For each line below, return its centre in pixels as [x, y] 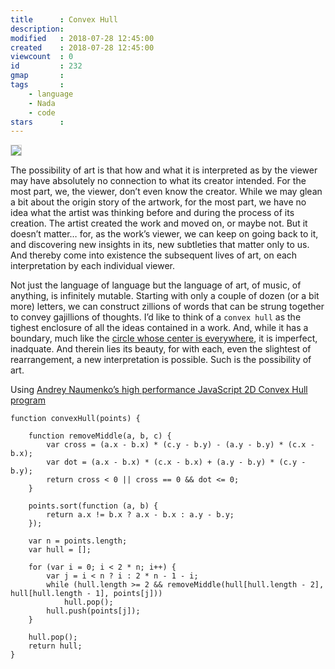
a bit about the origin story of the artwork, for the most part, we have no [158, 202]
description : [37, 29]
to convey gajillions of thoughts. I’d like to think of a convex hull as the [156, 317]
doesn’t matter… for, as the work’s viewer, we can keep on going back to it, [164, 234]
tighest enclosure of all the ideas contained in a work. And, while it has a [159, 328]
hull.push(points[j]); [93, 611]
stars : [37, 122]
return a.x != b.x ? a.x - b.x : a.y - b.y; [140, 515]
